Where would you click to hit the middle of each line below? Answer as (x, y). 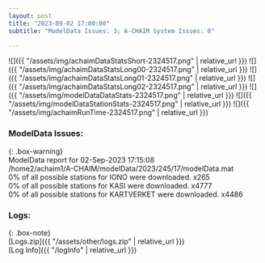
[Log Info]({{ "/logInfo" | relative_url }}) (73, 250)
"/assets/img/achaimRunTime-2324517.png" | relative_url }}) (108, 112)
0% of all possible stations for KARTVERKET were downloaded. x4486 (126, 194)
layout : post (30, 16)
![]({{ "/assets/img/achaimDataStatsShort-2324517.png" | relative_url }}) (128, 61)
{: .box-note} (29, 232)
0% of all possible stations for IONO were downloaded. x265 (109, 177)
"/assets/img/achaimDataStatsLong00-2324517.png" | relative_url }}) (133, 70)
